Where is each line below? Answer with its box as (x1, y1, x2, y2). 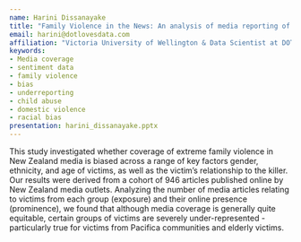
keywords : (9, 47, 47, 56)
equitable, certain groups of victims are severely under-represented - (9, 212, 266, 223)
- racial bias (9, 113, 63, 122)
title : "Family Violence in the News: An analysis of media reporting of (9, 22, 291, 30)
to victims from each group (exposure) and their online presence (9, 194, 248, 204)
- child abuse (9, 96, 63, 106)
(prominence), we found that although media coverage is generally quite (9, 203, 276, 213)
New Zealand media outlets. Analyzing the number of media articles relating (9, 185, 289, 194)
